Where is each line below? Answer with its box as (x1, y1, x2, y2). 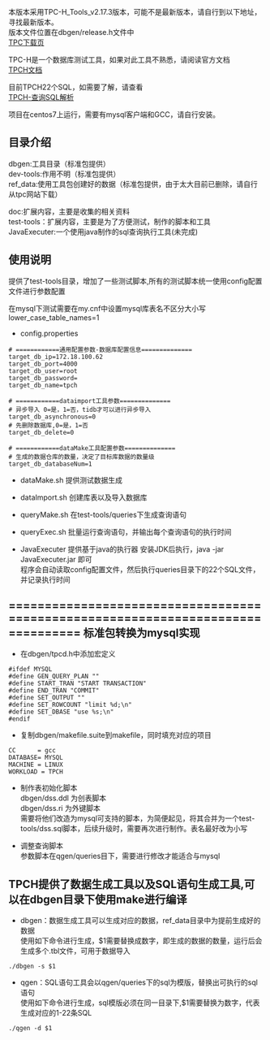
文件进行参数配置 (8, 286, 66, 296)
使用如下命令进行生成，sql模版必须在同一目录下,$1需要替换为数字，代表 (19, 998, 260, 1007)
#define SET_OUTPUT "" (8, 694, 85, 702)
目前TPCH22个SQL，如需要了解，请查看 (8, 82, 144, 92)
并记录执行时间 (19, 574, 71, 584)
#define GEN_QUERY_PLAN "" (8, 673, 100, 681)
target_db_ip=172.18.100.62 (8, 353, 104, 361)
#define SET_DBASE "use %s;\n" (8, 708, 114, 717)
